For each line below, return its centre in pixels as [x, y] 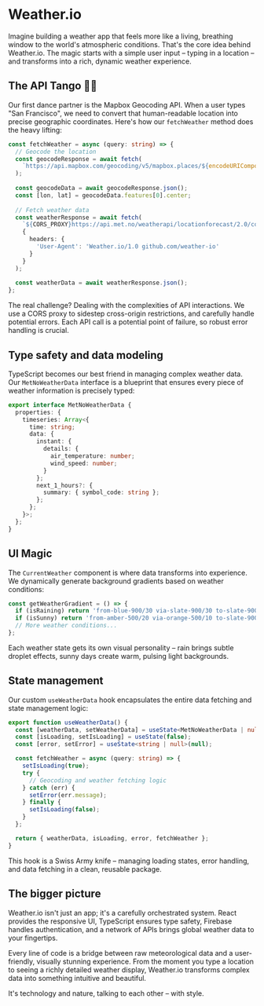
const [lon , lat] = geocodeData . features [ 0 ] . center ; [103, 195]
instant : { [54, 441]
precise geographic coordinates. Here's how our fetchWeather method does [131, 121]
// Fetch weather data [52, 210]
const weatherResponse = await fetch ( [79, 218]
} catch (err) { [49, 788]
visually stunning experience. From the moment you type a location [145, 961]
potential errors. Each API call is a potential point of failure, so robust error [128, 322]
